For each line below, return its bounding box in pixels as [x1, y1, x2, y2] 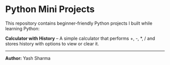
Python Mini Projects [5, 4, 95, 15]
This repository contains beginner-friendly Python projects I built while [5, 20, 153, 26]
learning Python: [5, 25, 40, 31]
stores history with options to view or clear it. [5, 40, 100, 46]
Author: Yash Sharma [5, 55, 51, 61]
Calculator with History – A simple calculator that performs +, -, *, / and [5, 35, 155, 41]
